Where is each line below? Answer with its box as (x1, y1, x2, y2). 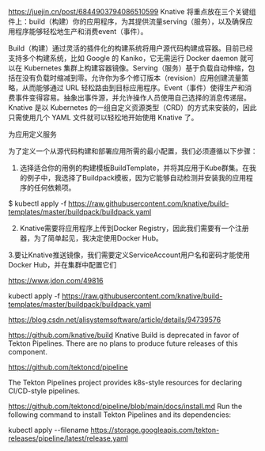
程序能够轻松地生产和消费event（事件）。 (14, 27, 148, 36)
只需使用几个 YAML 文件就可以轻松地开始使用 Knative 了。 (8, 113, 199, 122)
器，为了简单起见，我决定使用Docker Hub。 (19, 233, 164, 243)
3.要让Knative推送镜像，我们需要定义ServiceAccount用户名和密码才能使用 (8, 250, 251, 260)
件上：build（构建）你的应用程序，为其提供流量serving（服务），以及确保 (8, 17, 247, 26)
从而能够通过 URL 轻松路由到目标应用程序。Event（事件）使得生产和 (21, 83, 245, 93)
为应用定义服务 (8, 130, 57, 138)
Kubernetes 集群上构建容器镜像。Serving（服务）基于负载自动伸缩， (23, 63, 248, 73)
